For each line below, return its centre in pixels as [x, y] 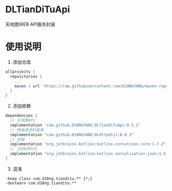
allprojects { [20, 72]
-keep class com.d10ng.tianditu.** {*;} [49, 178]
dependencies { [21, 116]
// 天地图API [23, 120]
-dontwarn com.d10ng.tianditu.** [41, 183]
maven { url [27, 86]
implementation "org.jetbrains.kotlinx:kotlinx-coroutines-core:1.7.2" [88, 144]
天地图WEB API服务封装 [30, 24]
